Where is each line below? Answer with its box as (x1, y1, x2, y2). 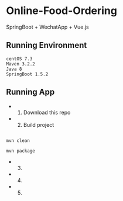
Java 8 (6, 66, 22, 72)
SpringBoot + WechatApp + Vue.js (6, 23, 89, 30)
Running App (6, 87, 55, 97)
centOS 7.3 (6, 56, 33, 62)
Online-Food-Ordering (6, 4, 117, 18)
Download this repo (23, 109, 71, 116)
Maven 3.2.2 (6, 61, 35, 67)
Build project (23, 121, 54, 128)
